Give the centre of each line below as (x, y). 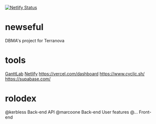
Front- (145, 112)
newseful (24, 27)
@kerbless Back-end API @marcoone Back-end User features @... (71, 112)
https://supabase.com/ (28, 79)
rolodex (21, 98)
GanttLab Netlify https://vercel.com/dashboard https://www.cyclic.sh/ (75, 73)
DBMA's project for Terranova (35, 40)
